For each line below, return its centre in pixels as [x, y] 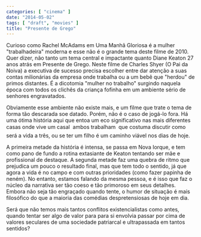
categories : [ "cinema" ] [38, 12]
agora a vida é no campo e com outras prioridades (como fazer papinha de [99, 173]
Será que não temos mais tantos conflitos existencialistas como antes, [93, 210]
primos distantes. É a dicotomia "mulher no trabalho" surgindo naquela [93, 84]
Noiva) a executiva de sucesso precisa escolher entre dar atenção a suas [97, 71]
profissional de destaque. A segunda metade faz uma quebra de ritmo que [98, 160]
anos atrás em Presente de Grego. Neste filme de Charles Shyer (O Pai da [97, 64]
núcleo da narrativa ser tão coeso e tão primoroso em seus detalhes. [91, 185]
